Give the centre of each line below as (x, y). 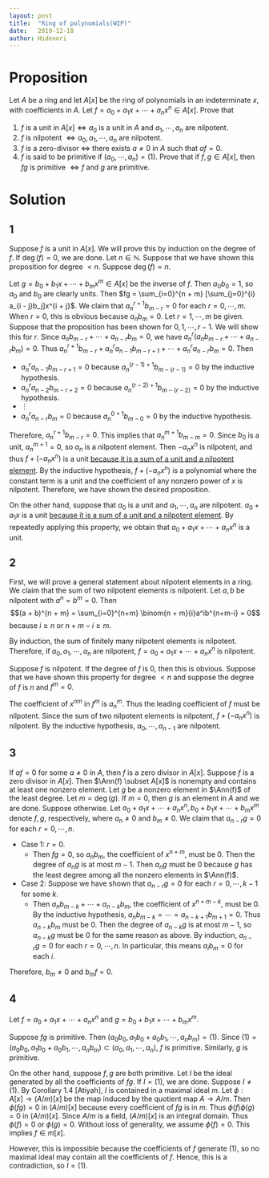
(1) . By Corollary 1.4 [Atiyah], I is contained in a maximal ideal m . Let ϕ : (126, 1090)
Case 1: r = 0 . (43, 844)
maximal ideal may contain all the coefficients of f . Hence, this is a (118, 1157)
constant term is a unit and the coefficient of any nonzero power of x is (126, 481)
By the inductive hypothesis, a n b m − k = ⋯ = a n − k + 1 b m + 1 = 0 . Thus (147, 915)
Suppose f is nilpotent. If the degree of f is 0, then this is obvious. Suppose (132, 668)
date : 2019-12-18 (42, 31)
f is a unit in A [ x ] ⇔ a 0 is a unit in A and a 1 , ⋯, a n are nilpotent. (124, 128)
